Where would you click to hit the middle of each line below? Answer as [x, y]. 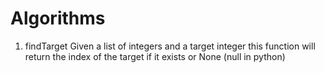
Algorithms [58, 18]
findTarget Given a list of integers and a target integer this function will [170, 46]
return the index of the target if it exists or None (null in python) [155, 56]
